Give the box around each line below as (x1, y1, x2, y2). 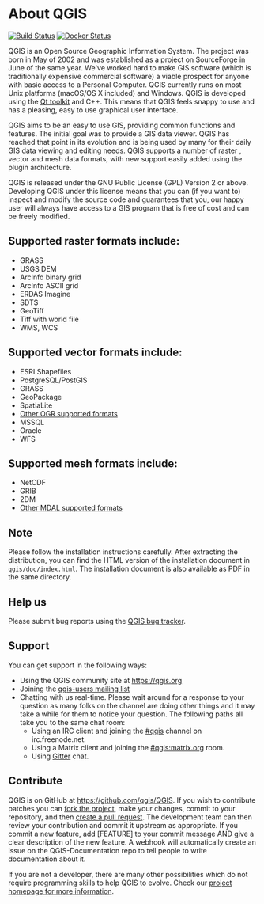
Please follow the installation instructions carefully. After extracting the (8, 547, 239, 556)
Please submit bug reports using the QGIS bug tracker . (8, 617, 186, 625)
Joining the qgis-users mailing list (19, 684, 130, 693)
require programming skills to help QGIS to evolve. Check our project (8, 878, 232, 887)
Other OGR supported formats (19, 408, 119, 418)
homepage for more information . (8, 886, 115, 895)
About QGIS (8, 5, 88, 23)
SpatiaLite (19, 401, 53, 410)
